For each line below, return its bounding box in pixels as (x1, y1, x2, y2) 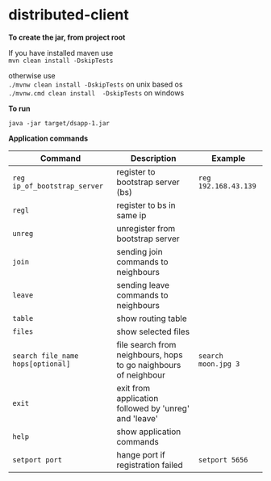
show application (116, 426, 181, 437)
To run (8, 103, 31, 113)
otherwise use (8, 70, 56, 80)
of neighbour (116, 369, 166, 381)
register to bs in (116, 200, 176, 211)
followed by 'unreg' (116, 403, 190, 414)
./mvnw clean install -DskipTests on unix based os (8, 79, 183, 89)
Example (211, 152, 246, 163)
